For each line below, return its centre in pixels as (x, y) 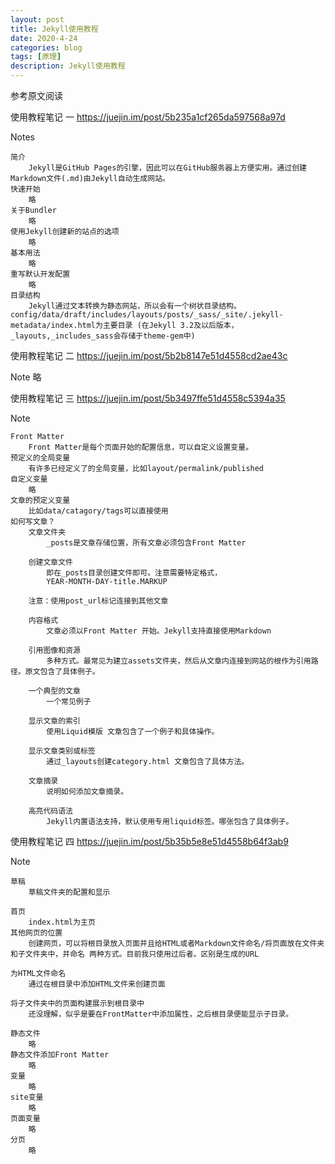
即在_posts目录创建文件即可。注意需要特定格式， (134, 573)
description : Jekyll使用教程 (68, 66)
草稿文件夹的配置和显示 (69, 892)
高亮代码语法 (50, 811)
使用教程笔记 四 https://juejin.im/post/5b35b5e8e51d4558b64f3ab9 (149, 841)
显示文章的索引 (54, 721)
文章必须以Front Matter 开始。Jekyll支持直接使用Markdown (159, 631)
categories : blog (46, 47)
